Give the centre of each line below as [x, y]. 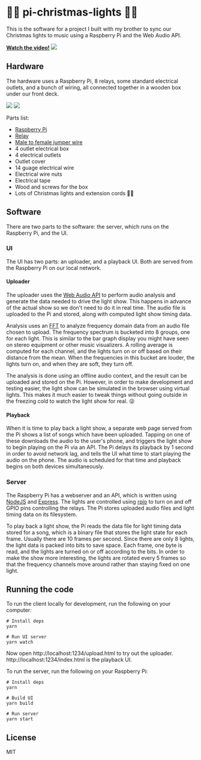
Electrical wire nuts [38, 174]
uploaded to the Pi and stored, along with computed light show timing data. [99, 314]
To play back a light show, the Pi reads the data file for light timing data [94, 526]
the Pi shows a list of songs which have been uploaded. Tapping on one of [98, 435]
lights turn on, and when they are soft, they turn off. [70, 364]
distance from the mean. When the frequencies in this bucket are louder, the [100, 358]
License [21, 737]
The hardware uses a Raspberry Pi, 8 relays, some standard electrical [92, 81]
